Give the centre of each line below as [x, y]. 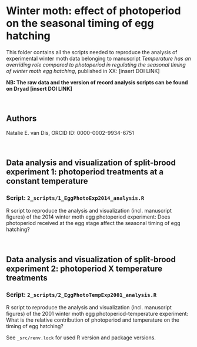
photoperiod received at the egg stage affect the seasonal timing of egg [93, 223]
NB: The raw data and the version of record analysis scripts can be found [97, 82]
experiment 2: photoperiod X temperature [84, 268]
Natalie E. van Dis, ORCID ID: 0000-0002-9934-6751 [70, 133]
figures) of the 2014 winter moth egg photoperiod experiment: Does [88, 217]
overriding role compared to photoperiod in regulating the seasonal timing [96, 65]
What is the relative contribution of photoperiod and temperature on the [93, 320]
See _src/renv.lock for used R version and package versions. [81, 338]
